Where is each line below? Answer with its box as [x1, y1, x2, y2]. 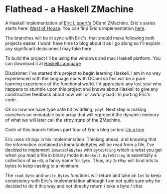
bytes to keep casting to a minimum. [5, 163, 80, 169]
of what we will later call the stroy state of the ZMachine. [5, 117, 122, 123]
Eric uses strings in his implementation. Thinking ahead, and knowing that [5, 136, 157, 142]
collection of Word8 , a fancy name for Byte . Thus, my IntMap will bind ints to [5, 157, 159, 163]
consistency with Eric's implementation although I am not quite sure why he [5, 178, 161, 184]
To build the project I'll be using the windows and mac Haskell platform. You [5, 55, 161, 61]
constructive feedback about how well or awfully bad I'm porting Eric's [5, 91, 151, 97]
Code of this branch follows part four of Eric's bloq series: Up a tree [5, 126, 145, 133]
